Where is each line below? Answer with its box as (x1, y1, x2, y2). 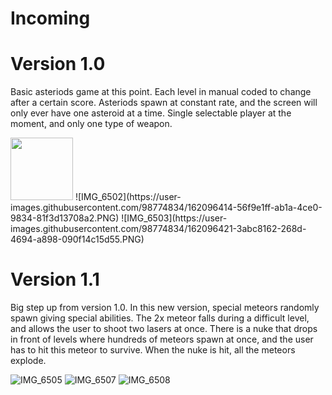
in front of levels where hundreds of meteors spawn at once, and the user (10, 333, 314, 346)
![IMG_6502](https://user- (74, 191, 182, 203)
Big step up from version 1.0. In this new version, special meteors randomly (10, 302, 320, 314)
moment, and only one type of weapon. (10, 118, 173, 130)
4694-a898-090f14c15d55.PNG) (10, 233, 145, 246)
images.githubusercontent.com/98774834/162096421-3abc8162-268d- (10, 223, 307, 235)
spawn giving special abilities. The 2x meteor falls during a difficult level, (10, 312, 310, 324)
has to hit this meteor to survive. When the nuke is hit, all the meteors (10, 344, 296, 356)
